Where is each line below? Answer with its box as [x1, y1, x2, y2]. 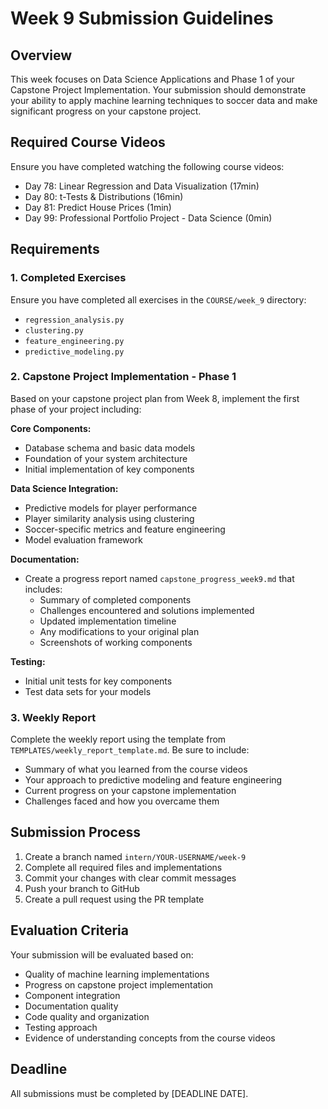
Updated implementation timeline [39, 615, 177, 627]
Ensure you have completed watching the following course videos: [10, 160, 285, 172]
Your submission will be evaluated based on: [10, 948, 194, 961]
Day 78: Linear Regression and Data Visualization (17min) [24, 180, 260, 192]
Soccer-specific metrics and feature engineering [24, 523, 226, 535]
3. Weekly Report [10, 710, 97, 724]
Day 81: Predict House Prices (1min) [24, 201, 172, 213]
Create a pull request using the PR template [24, 893, 205, 905]
